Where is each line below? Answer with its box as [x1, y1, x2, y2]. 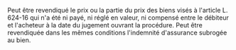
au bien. [7, 36, 31, 44]
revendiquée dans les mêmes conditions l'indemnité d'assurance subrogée [7, 28, 227, 37]
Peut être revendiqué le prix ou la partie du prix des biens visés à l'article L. [7, 6, 228, 14]
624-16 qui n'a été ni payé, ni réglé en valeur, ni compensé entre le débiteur [7, 13, 229, 22]
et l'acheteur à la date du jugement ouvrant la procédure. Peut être [7, 21, 203, 29]
